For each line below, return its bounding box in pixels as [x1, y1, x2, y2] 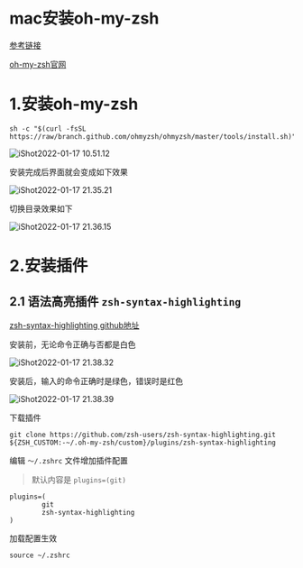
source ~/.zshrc [9, 551, 70, 560]
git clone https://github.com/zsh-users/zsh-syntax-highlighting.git [9, 430, 277, 439]
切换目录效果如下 [9, 203, 73, 214]
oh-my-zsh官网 [9, 59, 67, 69]
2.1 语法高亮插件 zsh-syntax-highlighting [9, 294, 242, 309]
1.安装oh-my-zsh [9, 94, 139, 115]
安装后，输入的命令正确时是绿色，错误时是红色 [9, 375, 183, 386]
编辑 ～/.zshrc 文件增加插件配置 [9, 454, 128, 465]
